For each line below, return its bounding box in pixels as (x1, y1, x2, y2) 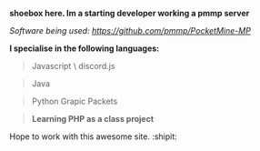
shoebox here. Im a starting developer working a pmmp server (9, 8, 250, 18)
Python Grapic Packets (31, 96, 118, 106)
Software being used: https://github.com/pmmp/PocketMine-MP (9, 25, 252, 35)
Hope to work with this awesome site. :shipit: (9, 131, 177, 142)
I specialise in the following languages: (9, 43, 160, 54)
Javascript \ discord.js (31, 61, 115, 71)
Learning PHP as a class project (31, 114, 155, 124)
